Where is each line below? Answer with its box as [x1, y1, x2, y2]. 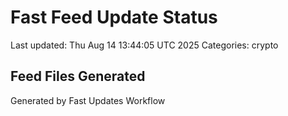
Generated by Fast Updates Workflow [10, 94, 166, 106]
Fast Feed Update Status [10, 6, 218, 29]
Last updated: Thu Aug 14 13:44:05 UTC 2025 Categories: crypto [10, 39, 279, 51]
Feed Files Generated [10, 68, 146, 85]
